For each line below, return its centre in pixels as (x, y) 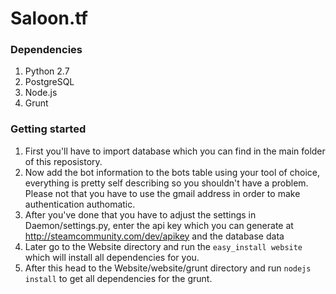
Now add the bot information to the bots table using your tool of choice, (172, 172)
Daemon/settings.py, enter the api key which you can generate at (159, 225)
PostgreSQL (49, 82)
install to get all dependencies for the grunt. (118, 278)
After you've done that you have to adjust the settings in (140, 214)
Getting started (48, 129)
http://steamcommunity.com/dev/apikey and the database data (154, 236)
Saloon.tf (49, 18)
